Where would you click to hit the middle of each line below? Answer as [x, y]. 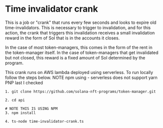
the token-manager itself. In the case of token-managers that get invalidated [82, 53]
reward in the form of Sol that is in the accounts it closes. [62, 38]
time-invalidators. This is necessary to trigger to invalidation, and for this [78, 27]
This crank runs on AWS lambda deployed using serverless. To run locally [79, 72]
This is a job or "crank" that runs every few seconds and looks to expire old [81, 22]
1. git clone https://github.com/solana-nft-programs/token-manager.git [81, 91]
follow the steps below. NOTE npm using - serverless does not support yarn [81, 77]
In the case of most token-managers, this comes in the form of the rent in [79, 47]
